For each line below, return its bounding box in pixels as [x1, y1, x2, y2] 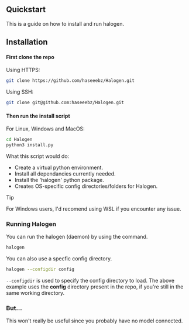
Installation [6, 37, 48, 47]
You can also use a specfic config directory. [6, 255, 112, 262]
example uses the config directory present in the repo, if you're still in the [6, 283, 184, 290]
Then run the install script [6, 112, 70, 119]
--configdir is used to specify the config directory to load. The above [6, 277, 174, 284]
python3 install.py [6, 142, 54, 148]
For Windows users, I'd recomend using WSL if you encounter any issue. [6, 205, 181, 212]
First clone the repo [6, 53, 54, 60]
